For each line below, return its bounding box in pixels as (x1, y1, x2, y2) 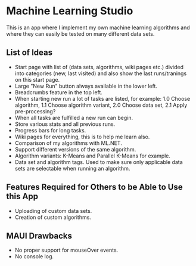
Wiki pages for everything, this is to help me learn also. (14, 133, 150, 140)
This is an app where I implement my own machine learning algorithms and (6, 24, 191, 31)
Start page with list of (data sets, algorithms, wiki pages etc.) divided (14, 63, 183, 70)
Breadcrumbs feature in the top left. (14, 88, 103, 96)
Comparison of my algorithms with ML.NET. (14, 139, 122, 147)
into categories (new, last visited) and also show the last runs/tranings (14, 70, 187, 77)
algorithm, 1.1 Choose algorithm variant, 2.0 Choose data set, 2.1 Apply (14, 101, 188, 109)
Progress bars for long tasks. (14, 126, 86, 134)
